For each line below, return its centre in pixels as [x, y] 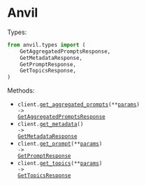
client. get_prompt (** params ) [60, 144]
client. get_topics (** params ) [60, 164]
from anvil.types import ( [46, 45]
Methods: [21, 91]
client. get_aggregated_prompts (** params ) [79, 105]
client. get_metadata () [50, 124]
